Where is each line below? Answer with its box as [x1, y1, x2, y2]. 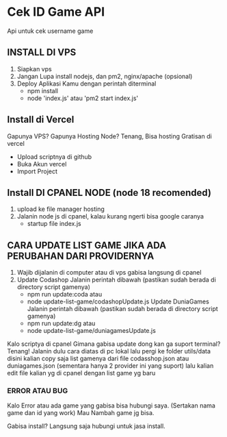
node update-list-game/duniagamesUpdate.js [27, 327, 156, 335]
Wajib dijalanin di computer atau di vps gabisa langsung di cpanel [16, 269, 202, 277]
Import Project [16, 167, 58, 175]
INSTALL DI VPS [7, 47, 77, 58]
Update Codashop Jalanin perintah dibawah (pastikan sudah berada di [16, 275, 217, 284]
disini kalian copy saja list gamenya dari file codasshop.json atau [7, 354, 189, 363]
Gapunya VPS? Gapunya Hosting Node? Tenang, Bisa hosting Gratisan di [7, 132, 212, 140]
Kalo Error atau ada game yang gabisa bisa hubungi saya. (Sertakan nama [7, 401, 215, 410]
